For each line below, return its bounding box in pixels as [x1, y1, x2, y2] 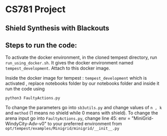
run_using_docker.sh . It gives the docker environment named [5, 60, 133, 66]
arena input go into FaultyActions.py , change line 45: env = [5, 115, 131, 121]
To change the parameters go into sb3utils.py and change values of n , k [5, 105, 162, 111]
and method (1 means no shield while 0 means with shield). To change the [5, 110, 158, 116]
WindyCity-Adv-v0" [5, 121, 47, 127]
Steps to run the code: [5, 41, 77, 49]
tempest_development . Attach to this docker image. [5, 65, 110, 72]
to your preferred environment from [47, 121, 122, 127]
